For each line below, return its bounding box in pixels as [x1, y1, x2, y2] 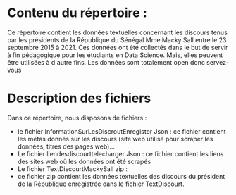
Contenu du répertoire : [7, 5, 147, 21]
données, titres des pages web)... [17, 142, 115, 151]
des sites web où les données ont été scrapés [17, 157, 151, 165]
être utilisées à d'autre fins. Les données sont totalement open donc [7, 58, 206, 66]
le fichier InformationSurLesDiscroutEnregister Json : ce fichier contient [17, 127, 227, 135]
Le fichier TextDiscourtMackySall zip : [17, 164, 128, 173]
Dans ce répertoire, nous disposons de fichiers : [7, 113, 147, 122]
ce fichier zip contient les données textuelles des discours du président [17, 172, 225, 180]
